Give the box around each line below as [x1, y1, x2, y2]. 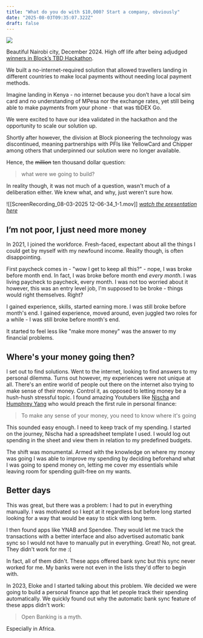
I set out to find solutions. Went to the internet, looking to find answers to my [6, 368, 198, 375]
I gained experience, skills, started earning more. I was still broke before [6, 303, 187, 310]
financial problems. [6, 334, 55, 341]
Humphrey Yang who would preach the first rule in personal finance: [6, 400, 177, 407]
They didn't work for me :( [6, 545, 72, 553]
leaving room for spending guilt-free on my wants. [6, 468, 131, 475]
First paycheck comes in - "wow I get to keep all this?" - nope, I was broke [6, 266, 192, 273]
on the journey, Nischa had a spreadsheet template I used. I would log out [6, 430, 190, 437]
